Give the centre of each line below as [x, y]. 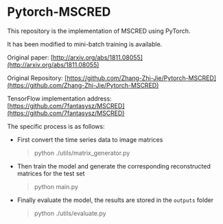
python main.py [56, 186]
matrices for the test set [51, 173]
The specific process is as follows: [56, 126]
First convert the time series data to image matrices [90, 139]
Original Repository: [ [37, 78]
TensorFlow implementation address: [59, 98]
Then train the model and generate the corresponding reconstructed [114, 166]
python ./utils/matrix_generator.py [82, 153]
